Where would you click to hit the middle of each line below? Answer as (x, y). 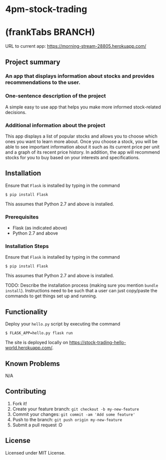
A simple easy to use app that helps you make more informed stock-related (83, 107)
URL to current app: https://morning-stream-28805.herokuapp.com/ (76, 46)
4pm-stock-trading (46, 9)
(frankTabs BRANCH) (50, 32)
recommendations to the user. (43, 82)
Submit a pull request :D (37, 425)
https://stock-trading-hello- (98, 342)
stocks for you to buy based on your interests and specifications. (72, 158)
